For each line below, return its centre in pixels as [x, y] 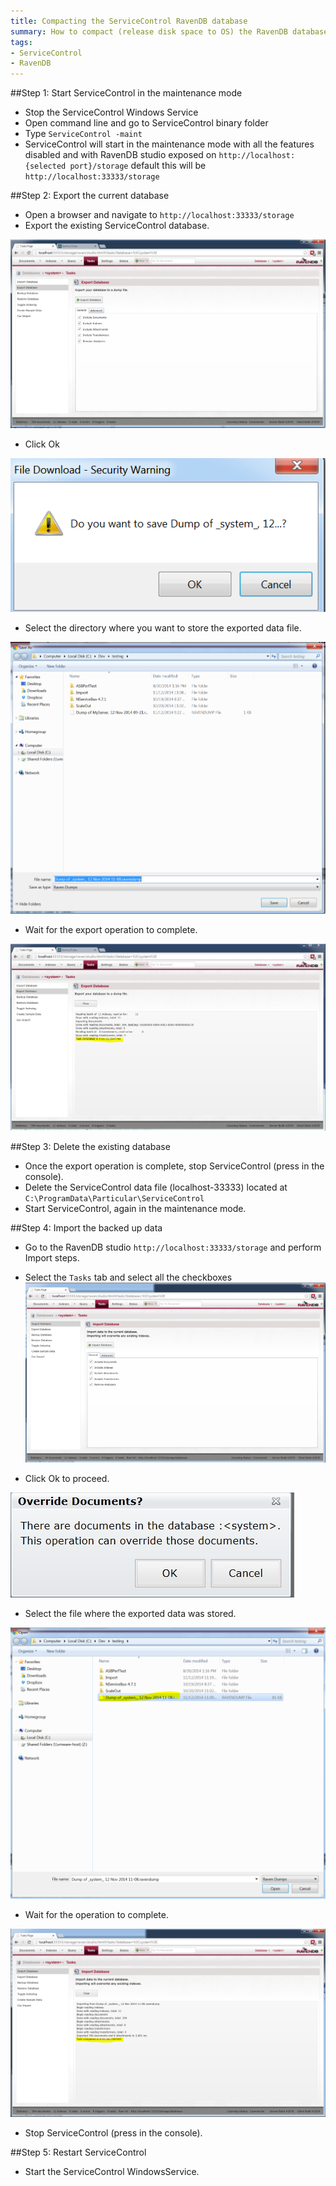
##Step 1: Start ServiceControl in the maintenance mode [126, 93]
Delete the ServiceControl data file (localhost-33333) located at [156, 1187]
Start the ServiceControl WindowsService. [112, 2172]
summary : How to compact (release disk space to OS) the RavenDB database [169, 31]
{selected [45, 166]
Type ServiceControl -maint [83, 134]
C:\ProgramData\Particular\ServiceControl [114, 1199]
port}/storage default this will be [138, 166]
